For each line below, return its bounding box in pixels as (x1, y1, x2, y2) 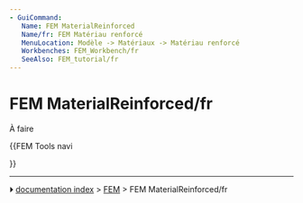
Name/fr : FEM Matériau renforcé (21, 30, 143, 39)
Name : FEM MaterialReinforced (21, 22, 135, 31)
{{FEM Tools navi (9, 140, 73, 151)
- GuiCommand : (9, 13, 63, 22)
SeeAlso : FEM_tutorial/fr (21, 55, 119, 64)
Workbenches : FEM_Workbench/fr (21, 47, 140, 56)
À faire (9, 123, 34, 134)
